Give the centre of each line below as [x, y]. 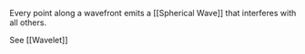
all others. [28, 22]
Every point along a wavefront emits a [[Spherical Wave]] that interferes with [153, 13]
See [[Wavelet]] [39, 40]
